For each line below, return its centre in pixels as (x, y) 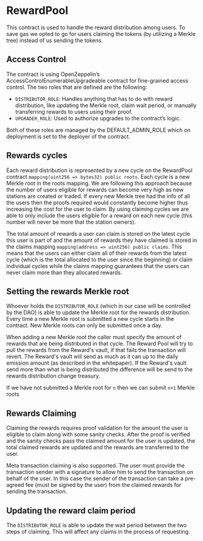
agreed (15, 485)
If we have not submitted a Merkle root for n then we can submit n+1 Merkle (101, 388)
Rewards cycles (37, 156)
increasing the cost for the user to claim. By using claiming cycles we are (98, 209)
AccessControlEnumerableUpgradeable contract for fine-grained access (97, 80)
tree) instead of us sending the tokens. (55, 40)
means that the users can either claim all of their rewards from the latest (96, 253)
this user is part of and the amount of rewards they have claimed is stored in (102, 240)
